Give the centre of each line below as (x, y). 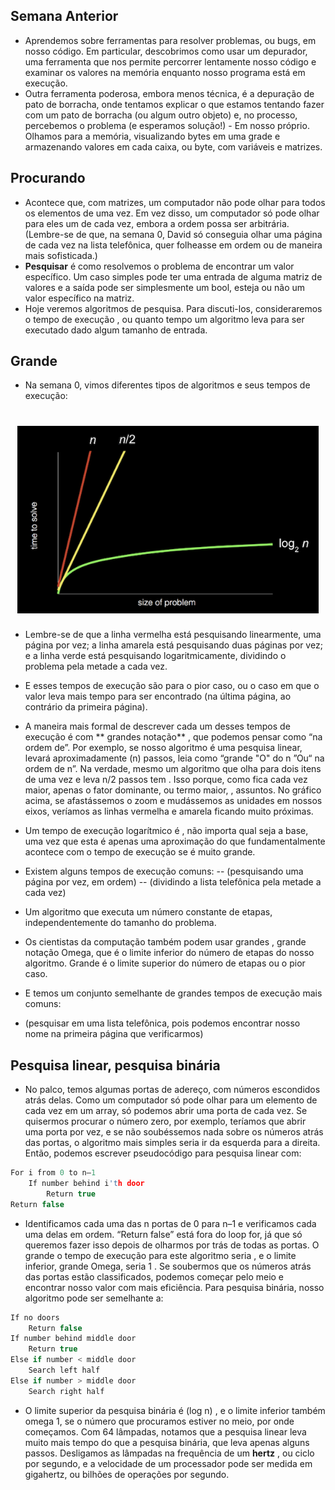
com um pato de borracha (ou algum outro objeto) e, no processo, (161, 115)
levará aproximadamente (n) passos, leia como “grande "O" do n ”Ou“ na (174, 758)
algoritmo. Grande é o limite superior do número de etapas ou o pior (165, 963)
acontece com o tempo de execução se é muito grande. (140, 852)
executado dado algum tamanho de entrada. (116, 330)
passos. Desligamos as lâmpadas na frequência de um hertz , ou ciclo (169, 1453)
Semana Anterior (64, 16)
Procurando (48, 178)
